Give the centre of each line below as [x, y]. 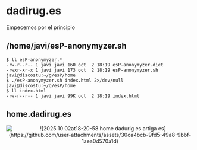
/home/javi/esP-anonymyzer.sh [66, 46]
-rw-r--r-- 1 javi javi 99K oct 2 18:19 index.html [73, 96]
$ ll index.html [26, 91]
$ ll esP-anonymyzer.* [34, 60]
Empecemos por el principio [41, 27]
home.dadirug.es [39, 114]
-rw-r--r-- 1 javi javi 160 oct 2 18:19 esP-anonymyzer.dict [85, 65]
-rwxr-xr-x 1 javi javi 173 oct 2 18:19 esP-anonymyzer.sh [82, 70]
